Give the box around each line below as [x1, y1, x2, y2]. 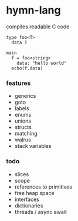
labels [14, 105, 29, 112]
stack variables [14, 143, 52, 150]
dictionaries [14, 202, 43, 209]
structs [14, 124, 32, 131]
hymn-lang [6, 4, 61, 17]
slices [14, 170, 29, 177]
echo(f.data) [11, 65, 43, 71]
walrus [14, 136, 31, 143]
